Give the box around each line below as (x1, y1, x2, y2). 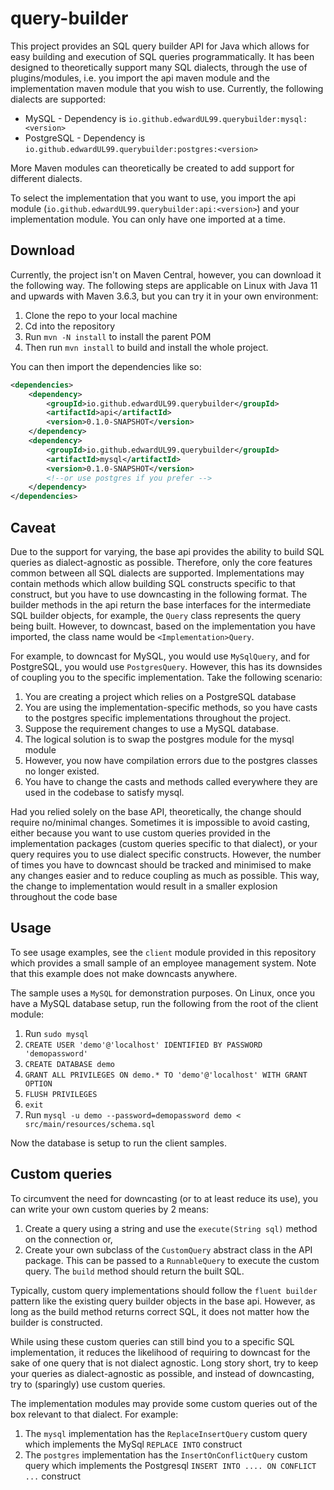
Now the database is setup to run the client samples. (10, 1137, 227, 1149)
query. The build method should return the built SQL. (24, 1265, 245, 1277)
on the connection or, (24, 1233, 113, 1245)
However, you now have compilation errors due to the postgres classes (24, 754, 318, 766)
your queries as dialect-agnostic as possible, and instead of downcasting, (10, 1367, 315, 1379)
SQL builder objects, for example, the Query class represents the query (10, 609, 302, 621)
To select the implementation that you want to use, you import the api (10, 192, 297, 204)
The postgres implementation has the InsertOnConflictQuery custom (24, 1448, 308, 1461)
